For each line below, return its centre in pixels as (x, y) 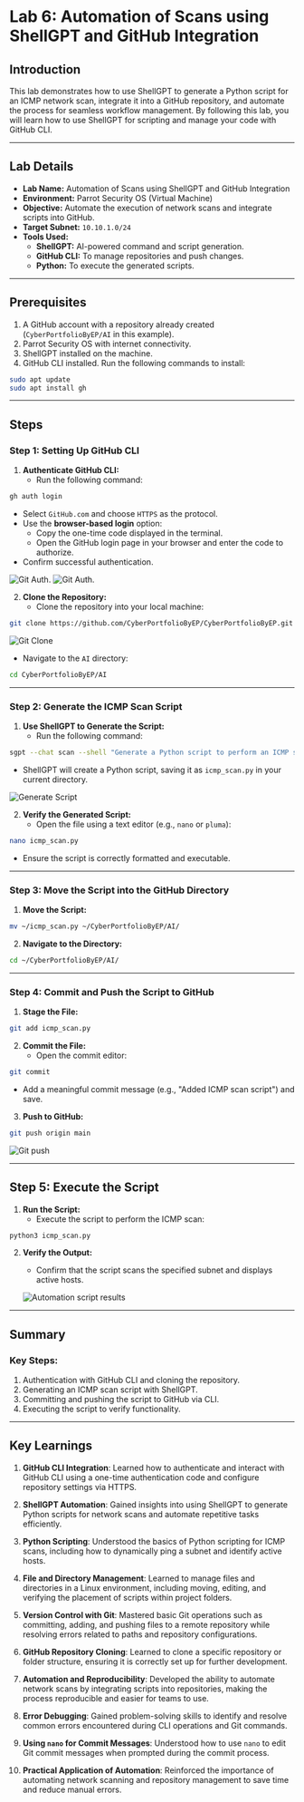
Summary (38, 1334)
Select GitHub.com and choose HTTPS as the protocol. (120, 513)
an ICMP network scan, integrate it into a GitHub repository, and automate (147, 101)
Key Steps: (34, 1360)
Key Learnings (51, 1446)
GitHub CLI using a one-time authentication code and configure (141, 1477)
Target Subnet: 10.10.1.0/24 (76, 227)
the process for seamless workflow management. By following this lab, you (149, 110)
